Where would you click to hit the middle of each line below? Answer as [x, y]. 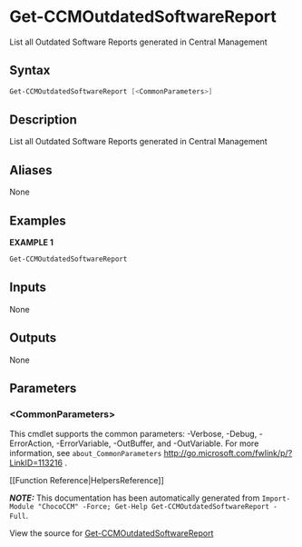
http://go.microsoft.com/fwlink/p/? [228, 453]
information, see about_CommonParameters [86, 453]
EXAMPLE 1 [32, 243]
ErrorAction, [32, 443]
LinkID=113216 [36, 463]
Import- [276, 499]
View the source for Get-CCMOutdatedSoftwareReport [112, 533]
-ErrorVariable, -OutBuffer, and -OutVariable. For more [157, 443]
